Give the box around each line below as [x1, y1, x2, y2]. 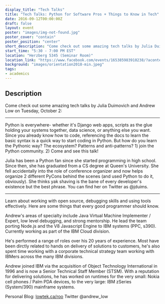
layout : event [5, 26, 34, 30]
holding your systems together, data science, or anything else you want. [5, 127, 151, 133]
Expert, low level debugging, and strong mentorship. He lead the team [5, 217, 147, 224]
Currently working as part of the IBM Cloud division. [5, 228, 110, 234]
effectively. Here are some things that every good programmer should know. [5, 203, 160, 209]
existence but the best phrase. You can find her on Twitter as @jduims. [5, 183, 148, 189]
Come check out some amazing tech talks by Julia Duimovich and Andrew [5, 102, 156, 108]
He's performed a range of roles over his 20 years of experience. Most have [5, 238, 159, 243]
